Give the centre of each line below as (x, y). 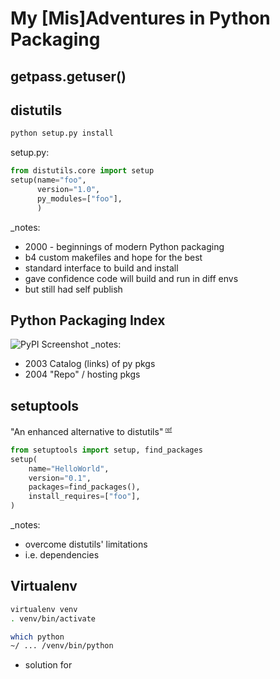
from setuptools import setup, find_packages (106, 450)
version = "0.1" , (60, 478)
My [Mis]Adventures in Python (140, 18)
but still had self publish (73, 289)
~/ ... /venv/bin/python (62, 646)
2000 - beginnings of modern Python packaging (124, 246)
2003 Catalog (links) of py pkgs (90, 364)
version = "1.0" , (68, 190)
